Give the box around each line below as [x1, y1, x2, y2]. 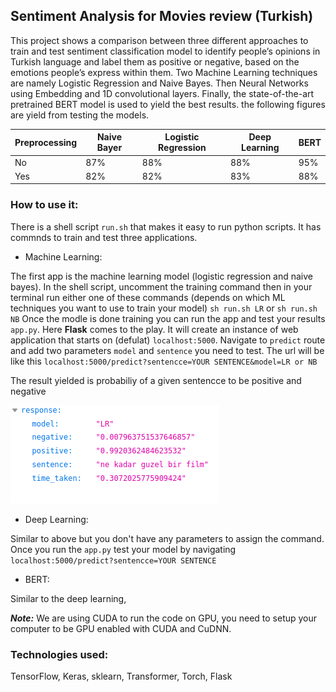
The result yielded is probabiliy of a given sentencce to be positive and [10, 374, 302, 386]
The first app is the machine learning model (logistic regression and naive [10, 270, 314, 282]
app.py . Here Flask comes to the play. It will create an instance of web [10, 323, 299, 335]
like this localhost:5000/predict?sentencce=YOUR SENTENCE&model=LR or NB [10, 355, 318, 367]
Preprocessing [14, 136, 78, 148]
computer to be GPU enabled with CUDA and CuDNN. [10, 622, 232, 634]
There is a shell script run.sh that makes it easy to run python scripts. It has [10, 220, 322, 233]
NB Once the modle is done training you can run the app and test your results [10, 312, 326, 324]
